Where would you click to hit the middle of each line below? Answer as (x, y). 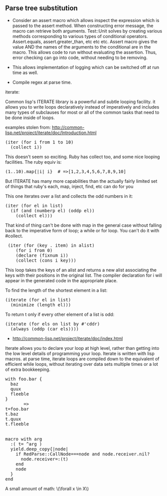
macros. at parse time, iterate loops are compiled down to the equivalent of (82, 359)
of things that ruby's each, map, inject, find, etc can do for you (69, 186)
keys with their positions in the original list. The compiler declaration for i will (84, 275)
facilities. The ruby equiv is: (33, 162)
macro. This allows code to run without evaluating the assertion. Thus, (84, 52)
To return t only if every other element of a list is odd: (60, 314)
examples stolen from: (28, 127)
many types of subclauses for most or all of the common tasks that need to (82, 112)
